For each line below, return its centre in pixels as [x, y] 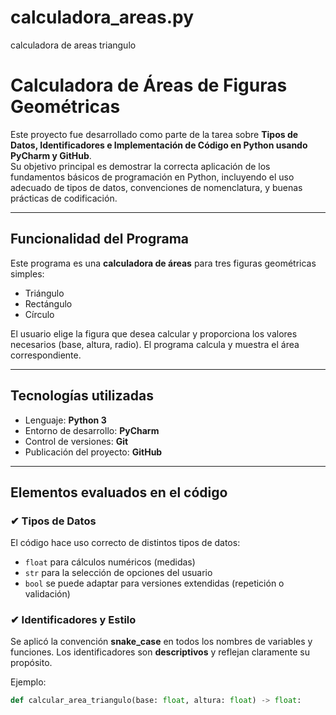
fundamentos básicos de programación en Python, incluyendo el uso [152, 177]
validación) [47, 594]
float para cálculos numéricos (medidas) [110, 562]
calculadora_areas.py [102, 17]
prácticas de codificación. [64, 198]
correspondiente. [46, 355]
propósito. [31, 663]
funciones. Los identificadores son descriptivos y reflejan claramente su [160, 652]
